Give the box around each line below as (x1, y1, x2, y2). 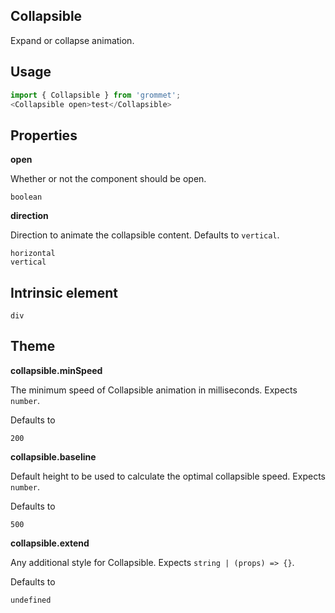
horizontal (10, 249, 56, 259)
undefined (10, 595, 52, 605)
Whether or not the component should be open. (10, 173, 207, 185)
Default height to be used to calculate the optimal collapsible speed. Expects (10, 470, 326, 482)
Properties (10, 127, 78, 144)
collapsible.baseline (10, 450, 97, 463)
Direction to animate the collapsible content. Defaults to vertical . (10, 229, 280, 241)
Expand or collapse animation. (10, 34, 135, 46)
